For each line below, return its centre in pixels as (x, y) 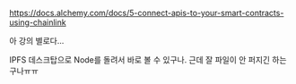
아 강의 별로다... (37, 41)
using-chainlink (38, 22)
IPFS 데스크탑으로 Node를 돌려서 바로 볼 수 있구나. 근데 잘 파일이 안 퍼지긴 (140, 60)
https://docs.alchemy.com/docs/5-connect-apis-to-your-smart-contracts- (147, 13)
